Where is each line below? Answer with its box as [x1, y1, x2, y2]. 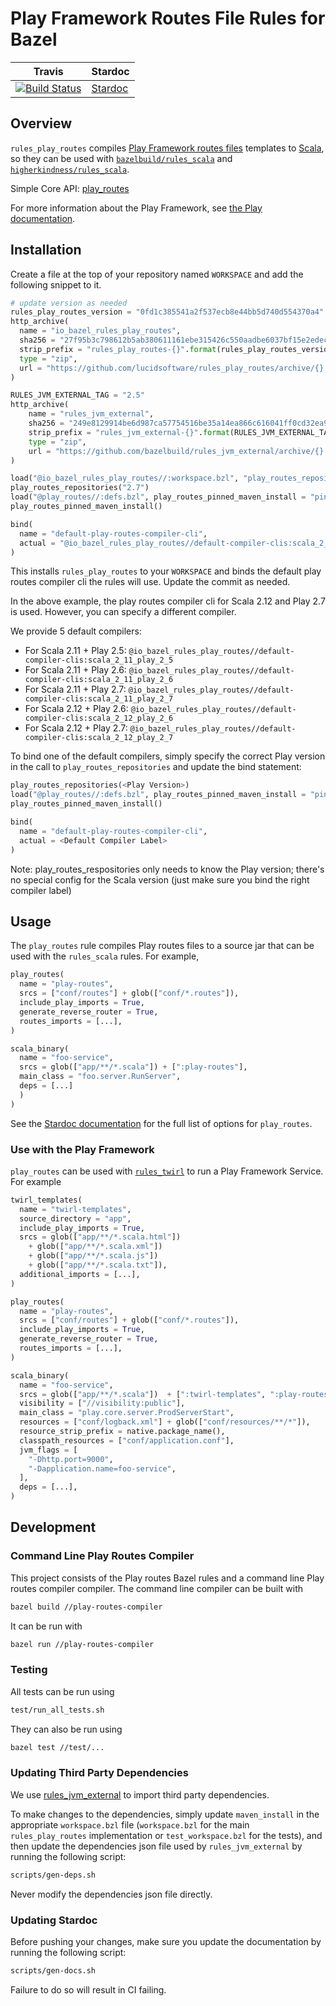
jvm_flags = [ [19, 1445, 78, 1455]
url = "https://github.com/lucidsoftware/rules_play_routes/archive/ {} [19, 363, 325, 373]
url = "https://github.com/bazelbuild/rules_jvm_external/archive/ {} [28, 446, 325, 456]
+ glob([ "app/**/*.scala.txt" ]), [28, 1260, 168, 1271]
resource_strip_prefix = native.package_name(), [19, 1427, 226, 1437]
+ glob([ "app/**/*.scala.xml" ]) [28, 1242, 163, 1252]
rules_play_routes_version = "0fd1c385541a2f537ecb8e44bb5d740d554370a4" [10, 307, 325, 317]
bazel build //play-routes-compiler [10, 1602, 163, 1612]
